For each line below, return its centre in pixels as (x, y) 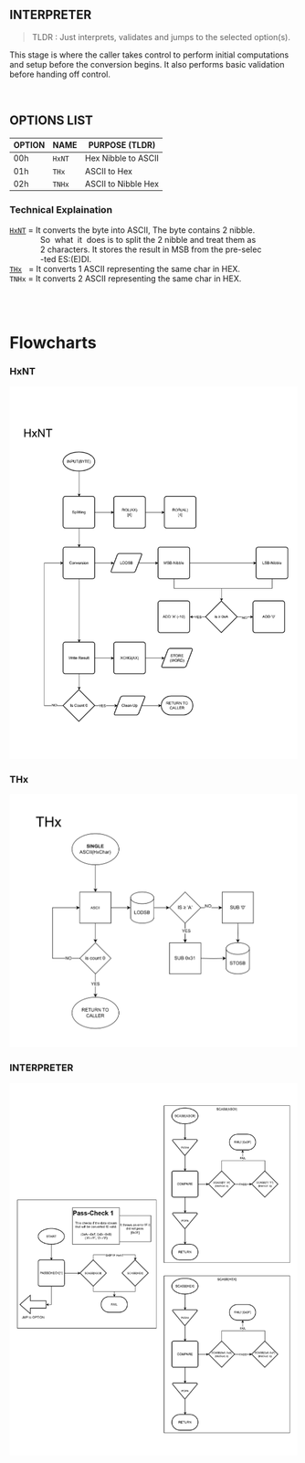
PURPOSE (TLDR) (122, 145)
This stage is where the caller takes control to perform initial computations (149, 55)
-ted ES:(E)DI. (66, 258)
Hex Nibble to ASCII (122, 158)
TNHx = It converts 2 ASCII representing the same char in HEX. (126, 279)
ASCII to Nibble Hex (122, 184)
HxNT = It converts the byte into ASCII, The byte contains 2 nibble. (132, 230)
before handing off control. (60, 74)
